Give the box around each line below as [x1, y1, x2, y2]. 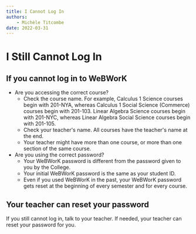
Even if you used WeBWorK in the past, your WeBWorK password [23, 177, 182, 184]
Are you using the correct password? [14, 151, 104, 158]
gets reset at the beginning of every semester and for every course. [23, 182, 188, 189]
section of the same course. [23, 145, 92, 152]
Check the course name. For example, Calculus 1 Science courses [23, 95, 183, 103]
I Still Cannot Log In [6, 50, 102, 63]
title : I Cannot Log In [6, 8, 65, 15]
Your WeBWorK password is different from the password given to [23, 158, 181, 165]
